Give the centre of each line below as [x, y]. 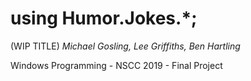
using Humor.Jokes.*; [104, 18]
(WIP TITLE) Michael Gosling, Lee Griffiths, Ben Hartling [125, 46]
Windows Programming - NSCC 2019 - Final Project [116, 65]
